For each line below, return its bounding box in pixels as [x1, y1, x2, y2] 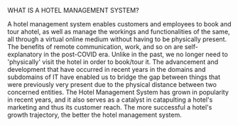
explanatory [7, 50, 43, 58]
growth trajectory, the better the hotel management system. [7, 110, 183, 119]
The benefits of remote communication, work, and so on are [7, 43, 183, 51]
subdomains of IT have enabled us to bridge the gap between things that [7, 73, 221, 81]
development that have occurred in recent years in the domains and [7, 65, 206, 73]
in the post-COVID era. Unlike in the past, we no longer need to [43, 50, 229, 58]
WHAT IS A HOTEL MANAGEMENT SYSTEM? [7, 6, 140, 14]
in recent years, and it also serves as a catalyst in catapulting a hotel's [7, 95, 213, 104]
